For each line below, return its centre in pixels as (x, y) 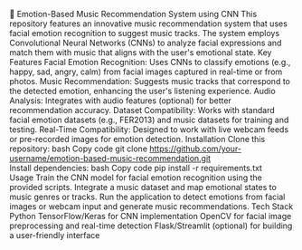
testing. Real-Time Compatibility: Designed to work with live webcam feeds (149, 130)
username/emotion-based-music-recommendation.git (110, 158)
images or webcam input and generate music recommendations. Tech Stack (151, 207)
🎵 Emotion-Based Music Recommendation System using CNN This (133, 14)
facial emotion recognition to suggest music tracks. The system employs (145, 33)
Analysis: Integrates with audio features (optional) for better (121, 101)
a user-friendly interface (55, 235)
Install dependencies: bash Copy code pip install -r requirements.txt (136, 168)
